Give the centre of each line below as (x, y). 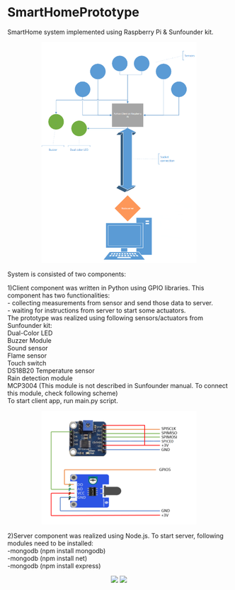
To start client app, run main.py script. (63, 400)
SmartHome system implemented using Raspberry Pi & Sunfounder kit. (110, 32)
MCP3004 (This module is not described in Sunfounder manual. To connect (117, 385)
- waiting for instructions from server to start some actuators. (97, 310)
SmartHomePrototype (73, 12)
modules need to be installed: (51, 543)
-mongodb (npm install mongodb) (57, 551)
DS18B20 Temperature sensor (51, 370)
